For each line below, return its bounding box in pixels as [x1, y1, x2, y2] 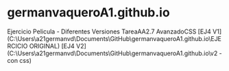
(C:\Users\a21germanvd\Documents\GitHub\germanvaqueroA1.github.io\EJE [7, 34, 221, 42]
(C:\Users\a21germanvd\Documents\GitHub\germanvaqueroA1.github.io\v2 [7, 49, 218, 57]
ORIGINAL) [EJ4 [29, 42, 75, 50]
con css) [7, 56, 32, 64]
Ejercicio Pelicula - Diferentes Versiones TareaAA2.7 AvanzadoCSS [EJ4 [7, 27, 211, 35]
